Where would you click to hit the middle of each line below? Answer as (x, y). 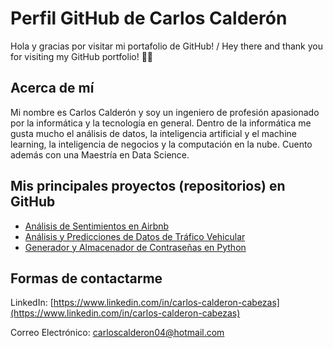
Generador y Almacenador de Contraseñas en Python (135, 247)
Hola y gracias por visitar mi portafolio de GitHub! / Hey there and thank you (166, 46)
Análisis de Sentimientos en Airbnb (97, 226)
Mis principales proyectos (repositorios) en (148, 186)
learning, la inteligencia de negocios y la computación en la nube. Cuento (161, 144)
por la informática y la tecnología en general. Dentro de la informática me (161, 123)
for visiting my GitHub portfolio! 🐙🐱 (82, 56)
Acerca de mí (52, 88)
